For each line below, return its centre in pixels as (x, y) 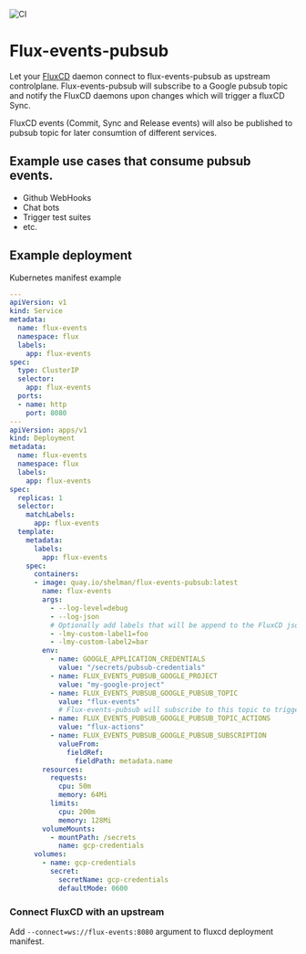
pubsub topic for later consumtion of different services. (113, 132)
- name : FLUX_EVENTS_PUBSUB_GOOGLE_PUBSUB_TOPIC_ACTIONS (160, 718)
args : (53, 600)
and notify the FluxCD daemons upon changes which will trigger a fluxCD (147, 95)
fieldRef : (85, 752)
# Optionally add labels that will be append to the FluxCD (166, 625)
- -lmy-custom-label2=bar (99, 642)
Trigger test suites (56, 217)
